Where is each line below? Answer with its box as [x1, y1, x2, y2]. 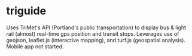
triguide [6, 4, 47, 18]
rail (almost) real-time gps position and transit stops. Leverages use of [6, 30, 179, 37]
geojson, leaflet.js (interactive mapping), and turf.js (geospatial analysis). [6, 36, 185, 43]
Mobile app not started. [6, 43, 64, 50]
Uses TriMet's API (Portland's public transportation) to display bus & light [6, 24, 187, 31]
